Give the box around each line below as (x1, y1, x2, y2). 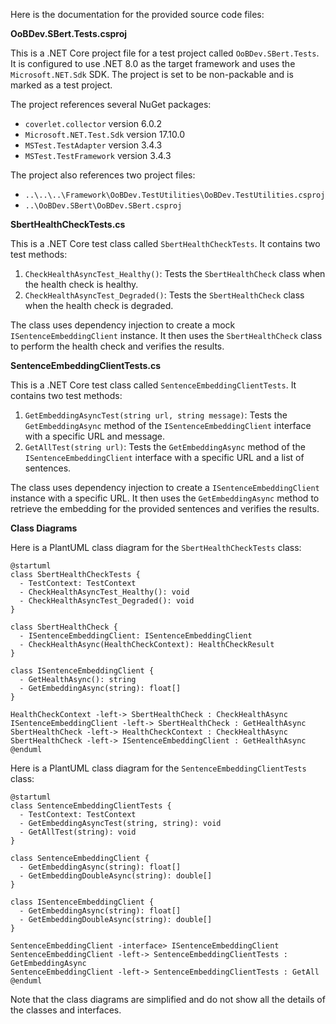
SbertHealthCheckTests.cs (10, 219, 126, 230)
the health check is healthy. (24, 279, 139, 290)
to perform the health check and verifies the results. (10, 340, 225, 352)
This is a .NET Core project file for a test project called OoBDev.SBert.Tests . (10, 47, 320, 59)
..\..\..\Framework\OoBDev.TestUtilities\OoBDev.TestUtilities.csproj (24, 190, 326, 200)
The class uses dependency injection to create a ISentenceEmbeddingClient (10, 482, 320, 493)
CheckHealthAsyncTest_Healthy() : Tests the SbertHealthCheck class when (24, 268, 326, 279)
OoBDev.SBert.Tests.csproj (10, 28, 128, 39)
